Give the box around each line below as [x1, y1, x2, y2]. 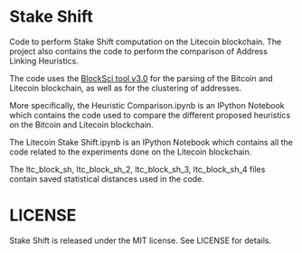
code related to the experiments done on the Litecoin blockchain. [9, 146, 252, 157]
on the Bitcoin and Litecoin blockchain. [9, 119, 154, 130]
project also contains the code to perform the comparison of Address [9, 45, 269, 56]
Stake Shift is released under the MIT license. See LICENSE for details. [9, 235, 272, 246]
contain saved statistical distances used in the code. [9, 173, 205, 184]
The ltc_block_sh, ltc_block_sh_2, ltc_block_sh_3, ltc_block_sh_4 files [9, 164, 266, 174]
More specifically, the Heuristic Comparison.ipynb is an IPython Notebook [9, 99, 285, 110]
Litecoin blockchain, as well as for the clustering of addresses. [9, 82, 242, 93]
